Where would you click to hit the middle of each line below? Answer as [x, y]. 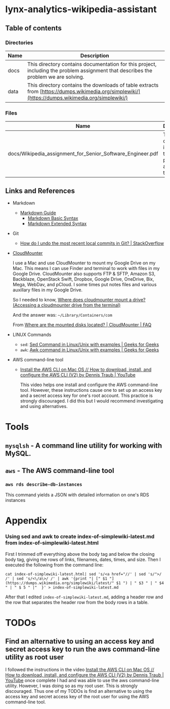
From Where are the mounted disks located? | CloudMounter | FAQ [82, 325]
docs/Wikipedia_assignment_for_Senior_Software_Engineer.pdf [83, 154]
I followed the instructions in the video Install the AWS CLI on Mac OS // [80, 669]
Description [95, 55]
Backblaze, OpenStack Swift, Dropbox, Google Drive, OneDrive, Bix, [83, 279]
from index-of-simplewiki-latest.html [52, 543]
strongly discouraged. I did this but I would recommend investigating [92, 401]
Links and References [40, 191]
